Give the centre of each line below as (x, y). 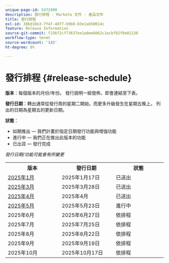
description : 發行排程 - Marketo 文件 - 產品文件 (55, 15)
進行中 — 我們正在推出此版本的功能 (49, 137)
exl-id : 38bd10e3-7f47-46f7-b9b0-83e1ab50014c (55, 24)
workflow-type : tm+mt (28, 38)
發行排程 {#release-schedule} (69, 78)
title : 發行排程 (21, 19)
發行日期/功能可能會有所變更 (35, 154)
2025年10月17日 (82, 252)
